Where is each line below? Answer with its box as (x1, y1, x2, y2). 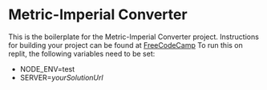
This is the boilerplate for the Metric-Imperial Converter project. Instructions (8, 32, 259, 41)
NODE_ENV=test (19, 64, 75, 73)
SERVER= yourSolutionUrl (19, 72, 103, 82)
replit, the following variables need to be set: (8, 49, 156, 58)
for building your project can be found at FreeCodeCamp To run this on (8, 40, 243, 49)
